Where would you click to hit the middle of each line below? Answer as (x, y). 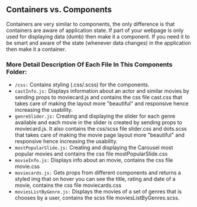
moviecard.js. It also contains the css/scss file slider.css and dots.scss (101, 129)
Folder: (17, 72)
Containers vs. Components (59, 10)
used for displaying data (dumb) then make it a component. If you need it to (98, 36)
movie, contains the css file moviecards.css (68, 185)
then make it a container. (36, 49)
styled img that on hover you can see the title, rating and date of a (95, 179)
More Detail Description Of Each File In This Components (89, 64)
